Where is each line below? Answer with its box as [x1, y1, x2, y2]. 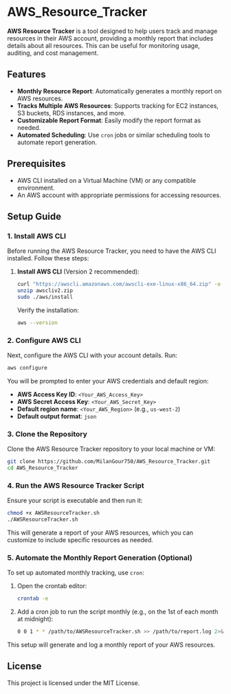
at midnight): [16, 615, 54, 623]
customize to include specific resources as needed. [7, 536, 153, 544]
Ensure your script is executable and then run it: [7, 496, 143, 505]
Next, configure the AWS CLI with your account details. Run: [7, 351, 177, 359]
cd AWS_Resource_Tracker [7, 464, 78, 471]
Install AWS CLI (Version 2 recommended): [16, 267, 140, 276]
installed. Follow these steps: [7, 254, 89, 262]
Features [7, 69, 46, 80]
